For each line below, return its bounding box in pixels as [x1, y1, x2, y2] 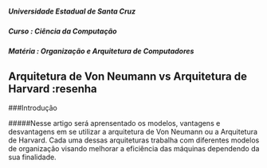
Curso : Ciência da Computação [8, 26, 117, 36]
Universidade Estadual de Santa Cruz [8, 6, 136, 16]
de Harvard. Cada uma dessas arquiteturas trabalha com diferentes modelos [8, 135, 260, 145]
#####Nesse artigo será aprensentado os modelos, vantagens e [8, 119, 221, 128]
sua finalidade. [8, 152, 57, 162]
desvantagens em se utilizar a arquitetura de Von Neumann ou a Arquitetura [8, 127, 257, 137]
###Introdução [8, 104, 57, 113]
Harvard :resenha [8, 82, 97, 96]
